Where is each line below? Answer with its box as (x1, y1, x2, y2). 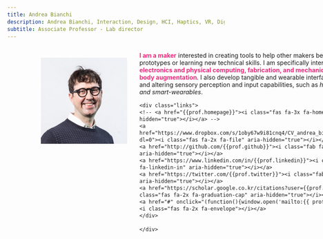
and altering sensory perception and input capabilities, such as (139, 81, 319, 89)
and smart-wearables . (139, 88, 204, 96)
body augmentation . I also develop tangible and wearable (139, 73, 305, 82)
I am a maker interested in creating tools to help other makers (139, 52, 315, 60)
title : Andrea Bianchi (7, 11, 72, 18)
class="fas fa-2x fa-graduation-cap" (139, 191, 248, 199)
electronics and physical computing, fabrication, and (139, 66, 295, 74)
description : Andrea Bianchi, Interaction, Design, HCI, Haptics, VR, (7, 18, 215, 25)
